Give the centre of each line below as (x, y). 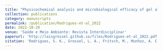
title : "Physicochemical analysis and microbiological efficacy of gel (79, 9)
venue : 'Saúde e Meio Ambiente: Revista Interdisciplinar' (66, 32)
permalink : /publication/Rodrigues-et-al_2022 (53, 23)
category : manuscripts (28, 18)
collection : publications (31, 14)
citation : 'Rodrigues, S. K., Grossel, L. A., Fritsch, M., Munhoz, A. (79, 41)
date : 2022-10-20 (23, 28)
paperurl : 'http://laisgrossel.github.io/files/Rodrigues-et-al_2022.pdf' (82, 37)
